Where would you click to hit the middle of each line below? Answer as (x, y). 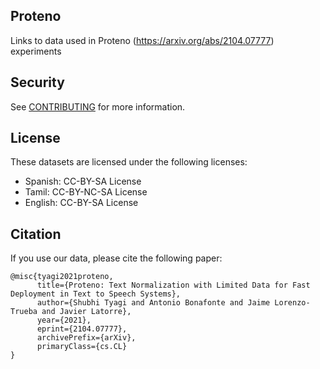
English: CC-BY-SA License (81, 203)
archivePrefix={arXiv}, (86, 338)
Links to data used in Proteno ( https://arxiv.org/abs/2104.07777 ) (142, 40)
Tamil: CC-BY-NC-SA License (86, 192)
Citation (36, 234)
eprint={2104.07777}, (82, 329)
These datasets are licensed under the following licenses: (129, 162)
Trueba (24, 312)
